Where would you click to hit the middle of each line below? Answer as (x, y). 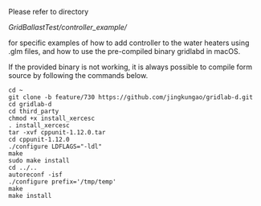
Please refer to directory (49, 12)
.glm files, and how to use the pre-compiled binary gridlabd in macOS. (124, 51)
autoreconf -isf (35, 175)
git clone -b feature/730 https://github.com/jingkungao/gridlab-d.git (130, 97)
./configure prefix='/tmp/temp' (62, 182)
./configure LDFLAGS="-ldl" (55, 146)
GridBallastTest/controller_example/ (67, 27)
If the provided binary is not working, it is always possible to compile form (130, 67)
